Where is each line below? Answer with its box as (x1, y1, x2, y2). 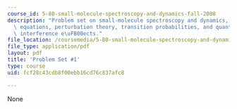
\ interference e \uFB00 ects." (13, 30, 102, 37)
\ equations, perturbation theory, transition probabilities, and (13, 23, 213, 30)
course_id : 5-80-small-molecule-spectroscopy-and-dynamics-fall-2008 (7, 10, 217, 18)
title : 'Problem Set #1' (7, 56, 80, 63)
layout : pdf (7, 50, 42, 57)
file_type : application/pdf (7, 43, 90, 50)
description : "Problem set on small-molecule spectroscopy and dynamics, (7, 17, 229, 24)
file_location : (7, 37, 52, 44)
